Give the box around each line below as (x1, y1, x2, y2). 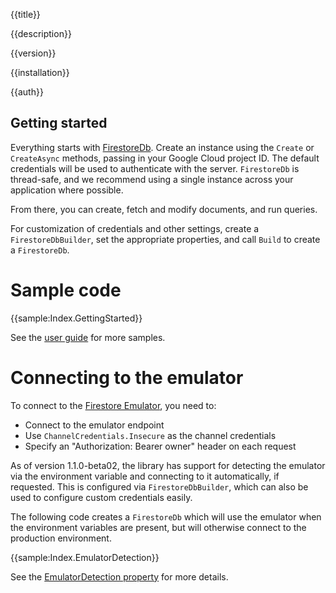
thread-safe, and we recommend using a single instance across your (10, 173, 294, 185)
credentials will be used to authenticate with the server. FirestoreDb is (10, 162, 300, 174)
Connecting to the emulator (10, 366, 244, 389)
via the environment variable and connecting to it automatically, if (10, 470, 280, 482)
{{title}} (10, 9, 41, 20)
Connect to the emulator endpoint (24, 419, 165, 431)
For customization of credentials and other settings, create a (10, 222, 260, 234)
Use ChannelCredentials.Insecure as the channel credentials (24, 429, 277, 441)
